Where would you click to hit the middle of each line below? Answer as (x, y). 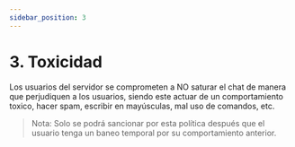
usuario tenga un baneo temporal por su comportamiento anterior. (154, 133)
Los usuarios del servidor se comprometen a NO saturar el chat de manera (147, 87)
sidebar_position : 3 (48, 17)
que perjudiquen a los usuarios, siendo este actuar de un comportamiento (147, 96)
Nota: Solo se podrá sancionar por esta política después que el (148, 123)
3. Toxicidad (56, 61)
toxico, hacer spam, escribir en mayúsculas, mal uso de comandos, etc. (142, 106)
